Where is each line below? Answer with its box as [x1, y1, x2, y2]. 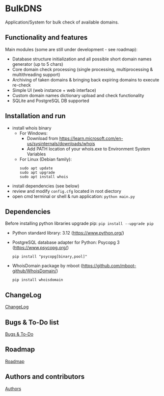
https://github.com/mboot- [82, 263, 137, 269]
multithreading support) [12, 72, 60, 78]
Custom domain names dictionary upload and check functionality [12, 92, 144, 98]
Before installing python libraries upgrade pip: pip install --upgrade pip [5, 220, 154, 226]
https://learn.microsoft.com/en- [59, 135, 124, 141]
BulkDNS [5, 3, 42, 14]
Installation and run [5, 112, 66, 120]
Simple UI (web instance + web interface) [12, 87, 97, 93]
